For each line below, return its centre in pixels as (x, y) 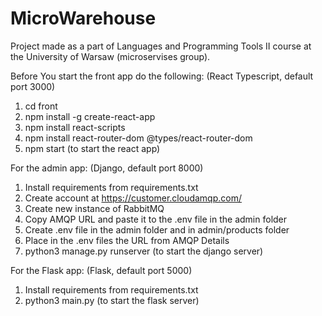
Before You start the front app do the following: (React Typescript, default (162, 76)
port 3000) (33, 86)
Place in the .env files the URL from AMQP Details (127, 240)
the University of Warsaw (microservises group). (110, 56)
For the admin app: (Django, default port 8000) (107, 168)
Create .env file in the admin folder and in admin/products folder (157, 229)
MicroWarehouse (83, 18)
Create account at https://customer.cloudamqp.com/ (133, 198)
